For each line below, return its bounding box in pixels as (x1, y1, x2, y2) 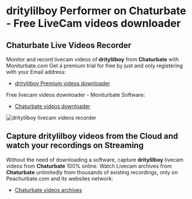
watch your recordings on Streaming (6, 141, 144, 151)
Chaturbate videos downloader (14, 103, 90, 110)
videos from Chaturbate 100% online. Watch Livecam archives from (6, 162, 173, 169)
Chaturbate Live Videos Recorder (6, 40, 132, 50)
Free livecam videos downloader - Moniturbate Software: (6, 92, 145, 98)
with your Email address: (6, 68, 66, 75)
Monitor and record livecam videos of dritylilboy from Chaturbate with (6, 56, 179, 63)
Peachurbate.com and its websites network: (6, 175, 113, 182)
